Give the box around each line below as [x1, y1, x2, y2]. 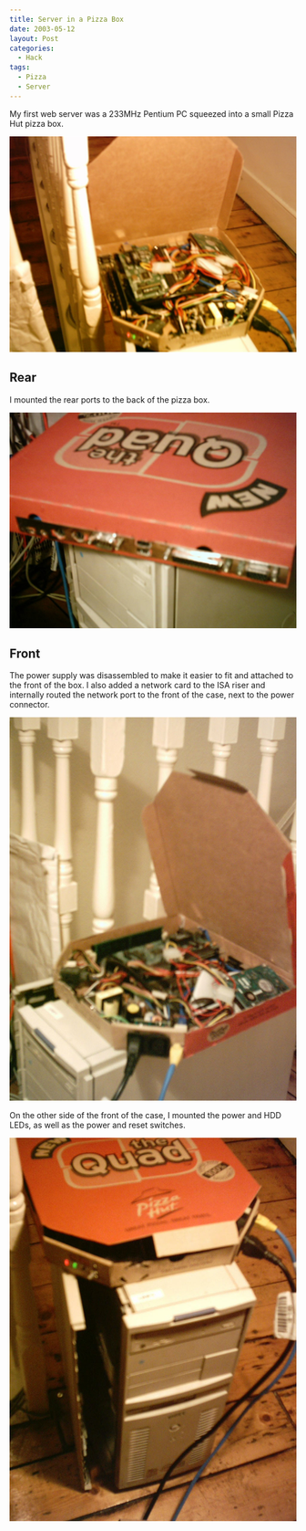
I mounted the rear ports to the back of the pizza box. [9, 393, 210, 405]
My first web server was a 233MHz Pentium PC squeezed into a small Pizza [9, 108, 294, 119]
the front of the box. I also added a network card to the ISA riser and [9, 680, 266, 691]
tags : [9, 63, 30, 72]
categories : [9, 44, 55, 53]
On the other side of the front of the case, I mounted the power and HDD [9, 1110, 282, 1121]
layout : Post [9, 34, 59, 43]
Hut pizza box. [9, 118, 64, 129]
